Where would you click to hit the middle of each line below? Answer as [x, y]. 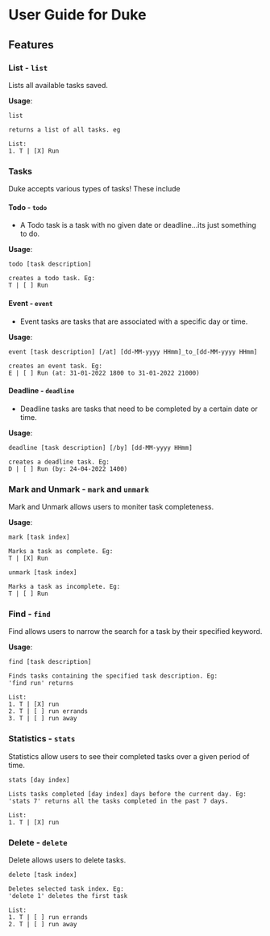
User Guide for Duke [77, 15]
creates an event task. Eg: [56, 366]
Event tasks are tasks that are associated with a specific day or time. [134, 321]
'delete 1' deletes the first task [68, 896]
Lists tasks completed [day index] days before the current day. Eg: [128, 794]
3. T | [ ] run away [43, 719]
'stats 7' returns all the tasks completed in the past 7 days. [118, 801]
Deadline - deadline [42, 391]
